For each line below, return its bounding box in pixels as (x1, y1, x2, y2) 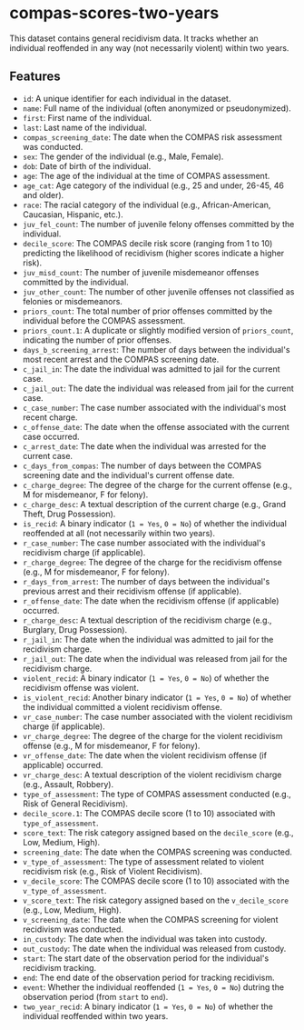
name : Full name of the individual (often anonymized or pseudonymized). (22, 103, 292, 114)
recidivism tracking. (22, 962, 97, 973)
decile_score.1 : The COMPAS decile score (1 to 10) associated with (22, 807, 276, 818)
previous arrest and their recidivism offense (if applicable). (22, 585, 242, 596)
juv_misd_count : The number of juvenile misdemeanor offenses (22, 266, 260, 277)
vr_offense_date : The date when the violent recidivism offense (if (22, 749, 268, 761)
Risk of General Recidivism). (22, 798, 129, 809)
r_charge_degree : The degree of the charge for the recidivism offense (22, 556, 283, 567)
